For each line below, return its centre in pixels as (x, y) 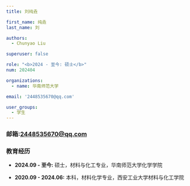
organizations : (25, 80)
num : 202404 (21, 70)
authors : (17, 38)
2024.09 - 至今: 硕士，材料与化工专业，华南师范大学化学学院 (89, 165)
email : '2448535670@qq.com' (40, 97)
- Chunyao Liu (28, 44)
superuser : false (27, 54)
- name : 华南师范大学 (35, 86)
